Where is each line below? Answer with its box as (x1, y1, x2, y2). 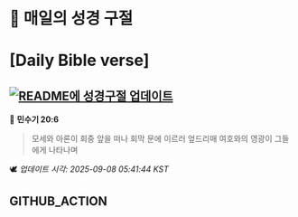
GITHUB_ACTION (9, 193, 108, 209)
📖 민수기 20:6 (9, 114, 60, 125)
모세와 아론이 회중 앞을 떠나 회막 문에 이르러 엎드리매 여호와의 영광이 (31, 133, 273, 145)
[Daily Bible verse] (9, 51, 150, 71)
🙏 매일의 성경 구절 (9, 8, 134, 29)
